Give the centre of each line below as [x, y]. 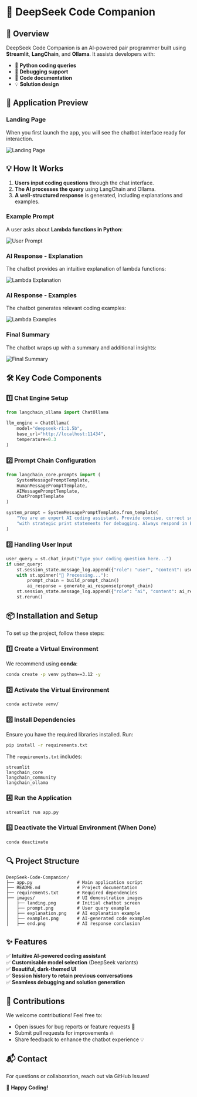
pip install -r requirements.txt [47, 745]
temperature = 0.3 [37, 439]
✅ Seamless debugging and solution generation [66, 982]
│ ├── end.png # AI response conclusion [73, 924]
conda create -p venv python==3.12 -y [53, 675]
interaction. [20, 139]
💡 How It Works [35, 169]
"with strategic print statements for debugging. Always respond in [102, 523]
